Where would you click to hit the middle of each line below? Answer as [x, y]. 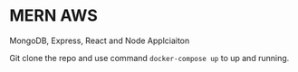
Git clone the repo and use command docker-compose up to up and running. [149, 58]
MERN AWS [53, 16]
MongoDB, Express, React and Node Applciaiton [100, 40]
